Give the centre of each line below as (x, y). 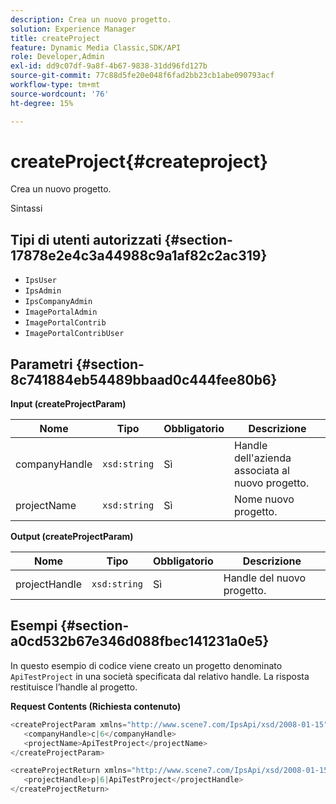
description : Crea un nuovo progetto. (91, 19)
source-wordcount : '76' (60, 94)
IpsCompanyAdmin (58, 302)
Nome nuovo (264, 499)
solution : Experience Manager (73, 29)
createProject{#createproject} (139, 161)
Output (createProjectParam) (72, 537)
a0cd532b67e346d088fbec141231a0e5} (140, 641)
